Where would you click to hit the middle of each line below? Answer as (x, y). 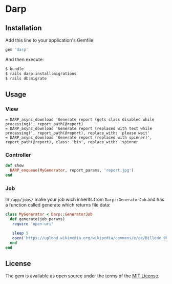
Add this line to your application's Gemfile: (50, 40)
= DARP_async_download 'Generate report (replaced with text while (79, 129)
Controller (18, 155)
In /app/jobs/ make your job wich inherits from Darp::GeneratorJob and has (85, 200)
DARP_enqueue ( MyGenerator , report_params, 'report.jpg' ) (72, 171)
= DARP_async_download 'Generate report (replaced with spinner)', (79, 138)
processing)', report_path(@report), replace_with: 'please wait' (78, 133)
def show (15, 166)
